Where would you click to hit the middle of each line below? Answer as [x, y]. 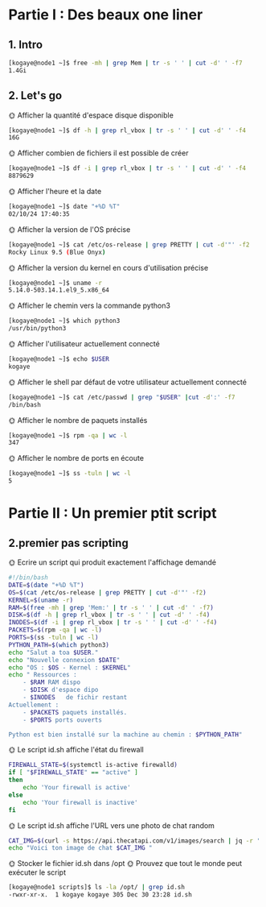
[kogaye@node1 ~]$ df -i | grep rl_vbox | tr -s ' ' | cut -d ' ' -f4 [127, 168]
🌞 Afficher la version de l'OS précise [70, 229]
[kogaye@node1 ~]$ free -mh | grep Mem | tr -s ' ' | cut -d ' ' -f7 [125, 63]
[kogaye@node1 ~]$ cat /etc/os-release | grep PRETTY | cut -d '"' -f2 [129, 244]
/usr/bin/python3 [37, 329]
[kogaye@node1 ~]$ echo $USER [59, 359]
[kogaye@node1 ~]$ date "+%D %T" [64, 207]
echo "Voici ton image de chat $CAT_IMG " [80, 848]
